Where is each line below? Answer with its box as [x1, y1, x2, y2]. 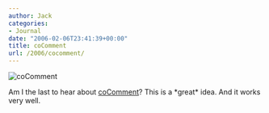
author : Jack [8, 11, 53, 20]
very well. [8, 96, 41, 105]
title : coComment [8, 42, 67, 50]
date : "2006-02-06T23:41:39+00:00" [8, 34, 128, 43]
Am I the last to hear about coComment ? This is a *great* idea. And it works [8, 87, 261, 97]
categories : [8, 19, 48, 27]
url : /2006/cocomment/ [8, 49, 85, 57]
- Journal [8, 27, 42, 35]
